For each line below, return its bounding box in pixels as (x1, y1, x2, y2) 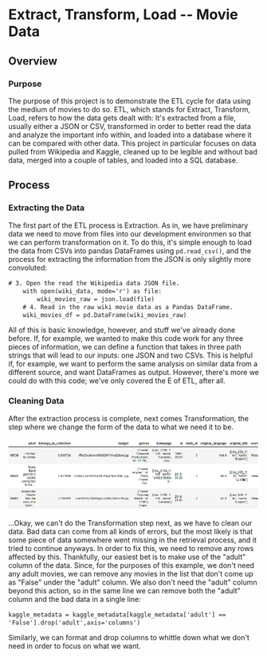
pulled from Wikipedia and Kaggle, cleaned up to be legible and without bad (8, 147, 257, 156)
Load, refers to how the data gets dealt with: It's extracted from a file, (8, 113, 237, 123)
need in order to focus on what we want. (8, 641, 141, 651)
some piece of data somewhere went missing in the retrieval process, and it (8, 535, 257, 545)
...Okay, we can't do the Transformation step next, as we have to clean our (8, 518, 253, 528)
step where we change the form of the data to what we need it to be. (8, 422, 234, 432)
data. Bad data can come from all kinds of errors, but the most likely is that (8, 527, 253, 537)
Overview (8, 54, 58, 68)
